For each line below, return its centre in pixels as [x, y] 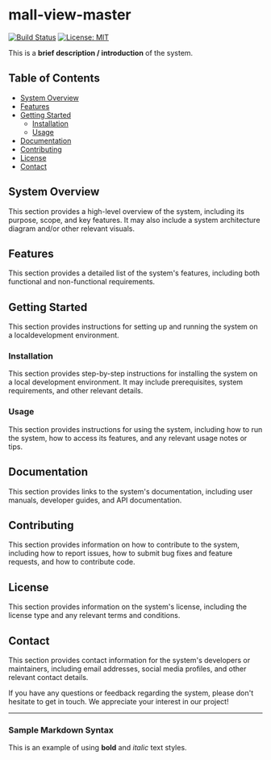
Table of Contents [54, 78]
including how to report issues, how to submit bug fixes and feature [121, 553]
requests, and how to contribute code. [72, 562]
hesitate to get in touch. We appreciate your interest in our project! [119, 702]
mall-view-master [70, 15]
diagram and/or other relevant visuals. [72, 229]
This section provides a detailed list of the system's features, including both [134, 273]
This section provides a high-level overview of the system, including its [126, 211]
